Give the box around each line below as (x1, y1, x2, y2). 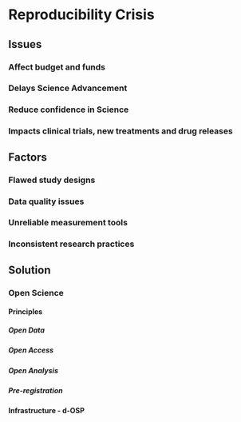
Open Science (8, 287, 64, 298)
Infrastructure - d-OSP (8, 406, 85, 416)
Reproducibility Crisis (8, 6, 155, 24)
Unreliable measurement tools (8, 217, 128, 229)
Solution (8, 263, 51, 277)
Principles (8, 307, 43, 316)
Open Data (8, 325, 45, 335)
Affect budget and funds (8, 62, 106, 73)
